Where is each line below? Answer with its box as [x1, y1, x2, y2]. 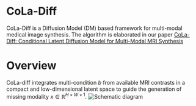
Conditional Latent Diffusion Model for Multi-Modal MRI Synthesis [18, 37, 183, 44]
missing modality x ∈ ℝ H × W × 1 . [6, 91, 87, 100]
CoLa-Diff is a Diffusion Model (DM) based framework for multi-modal [6, 24, 183, 32]
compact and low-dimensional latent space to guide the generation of [6, 85, 182, 93]
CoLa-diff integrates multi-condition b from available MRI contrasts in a [6, 79, 185, 86]
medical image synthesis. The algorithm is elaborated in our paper [6, 30, 173, 38]
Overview [6, 59, 57, 72]
